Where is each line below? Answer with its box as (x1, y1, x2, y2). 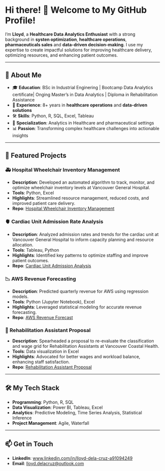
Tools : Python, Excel (12, 190, 54, 196)
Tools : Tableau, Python (12, 247, 59, 253)
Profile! (5, 15, 36, 26)
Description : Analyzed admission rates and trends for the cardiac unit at (12, 231, 159, 237)
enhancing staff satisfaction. (12, 359, 70, 365)
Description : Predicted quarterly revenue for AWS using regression (12, 288, 149, 295)
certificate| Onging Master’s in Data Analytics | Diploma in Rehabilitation (12, 91, 158, 98)
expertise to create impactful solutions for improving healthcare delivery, (5, 47, 152, 53)
